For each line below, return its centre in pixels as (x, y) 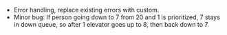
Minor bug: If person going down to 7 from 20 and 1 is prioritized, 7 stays (117, 17)
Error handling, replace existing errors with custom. (86, 10)
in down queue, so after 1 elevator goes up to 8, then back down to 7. (111, 24)
